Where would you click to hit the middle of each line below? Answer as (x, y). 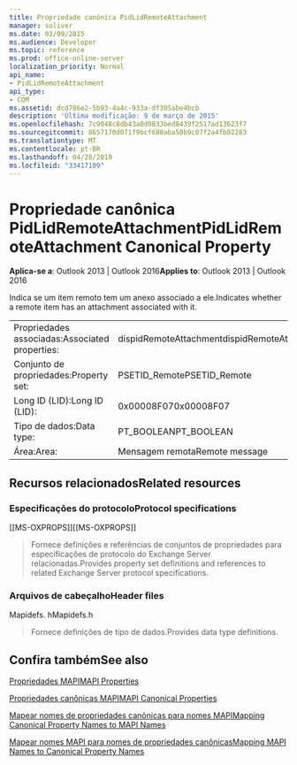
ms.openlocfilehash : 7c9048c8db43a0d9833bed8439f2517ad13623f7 (128, 125)
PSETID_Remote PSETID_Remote (185, 375)
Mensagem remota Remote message (193, 452)
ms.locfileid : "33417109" (57, 165)
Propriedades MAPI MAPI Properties (74, 681)
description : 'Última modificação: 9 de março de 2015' (114, 116)
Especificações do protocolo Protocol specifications (123, 508)
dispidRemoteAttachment (170, 339)
